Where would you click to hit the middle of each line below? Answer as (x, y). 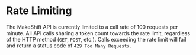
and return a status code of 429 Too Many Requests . (69, 46)
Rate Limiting (39, 11)
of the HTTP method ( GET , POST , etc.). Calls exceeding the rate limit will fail (96, 39)
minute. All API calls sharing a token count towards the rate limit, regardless (98, 33)
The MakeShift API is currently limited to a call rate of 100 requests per (92, 27)
